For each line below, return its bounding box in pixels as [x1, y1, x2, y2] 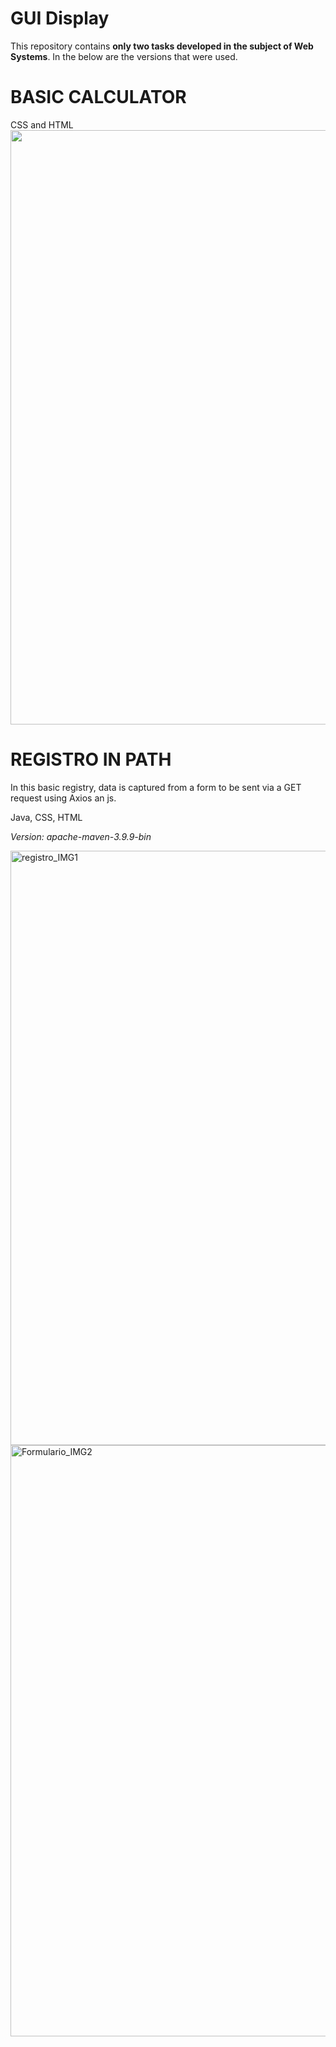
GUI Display [10, 7, 110, 30]
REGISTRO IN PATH [10, 748, 172, 771]
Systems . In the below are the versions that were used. [10, 50, 238, 62]
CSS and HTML [10, 118, 74, 131]
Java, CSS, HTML [10, 811, 83, 823]
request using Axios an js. [10, 792, 117, 804]
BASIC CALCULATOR [10, 86, 187, 109]
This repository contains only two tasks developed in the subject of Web [10, 40, 314, 52]
